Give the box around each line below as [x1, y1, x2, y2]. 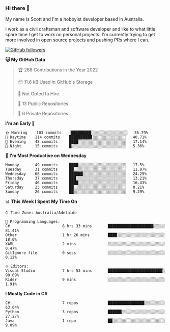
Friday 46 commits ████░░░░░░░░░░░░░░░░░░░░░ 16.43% [5, 181, 147, 186]
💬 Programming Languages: [5, 219, 60, 224]
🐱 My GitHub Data [5, 57, 46, 63]
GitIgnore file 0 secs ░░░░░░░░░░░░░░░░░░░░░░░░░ [5, 250, 165, 256]
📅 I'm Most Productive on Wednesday [5, 152, 87, 159]
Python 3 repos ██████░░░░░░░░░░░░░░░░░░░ [5, 310, 165, 315]
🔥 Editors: [5, 264, 29, 269]
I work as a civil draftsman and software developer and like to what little [5, 26, 156, 32]
